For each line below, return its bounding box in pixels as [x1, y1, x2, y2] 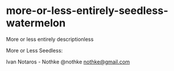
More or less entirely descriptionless [6, 35, 94, 42]
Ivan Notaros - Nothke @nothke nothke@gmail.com [6, 58, 130, 65]
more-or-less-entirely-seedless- [6, 4, 169, 17]
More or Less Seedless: [6, 47, 63, 54]
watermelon [6, 16, 66, 30]
